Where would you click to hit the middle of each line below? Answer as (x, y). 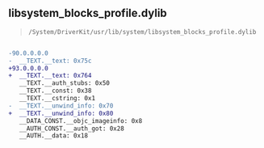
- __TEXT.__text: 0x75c (50, 61)
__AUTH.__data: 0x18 (54, 136)
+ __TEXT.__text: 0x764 (50, 76)
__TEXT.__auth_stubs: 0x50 (65, 83)
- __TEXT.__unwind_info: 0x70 (61, 106)
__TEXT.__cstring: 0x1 (57, 99)
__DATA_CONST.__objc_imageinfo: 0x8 (81, 121)
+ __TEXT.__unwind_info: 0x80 (61, 113)
